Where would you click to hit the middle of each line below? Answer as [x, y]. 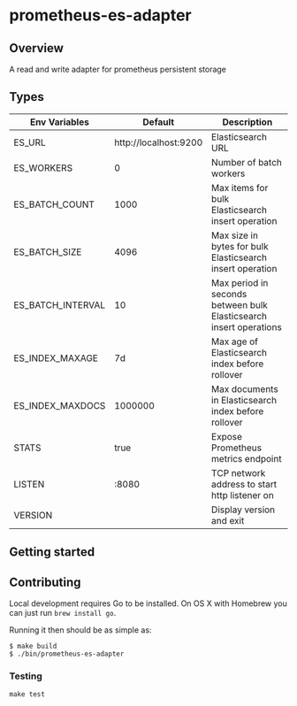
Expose [227, 436]
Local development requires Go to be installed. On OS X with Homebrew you [148, 603]
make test [27, 694]
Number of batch [247, 162]
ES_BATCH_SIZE [48, 251]
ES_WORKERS [43, 167]
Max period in [240, 282]
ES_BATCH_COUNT [54, 204]
